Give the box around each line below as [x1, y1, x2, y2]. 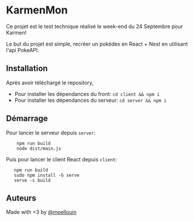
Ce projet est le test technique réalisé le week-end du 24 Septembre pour [6, 23, 183, 30]
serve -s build [13, 177, 51, 183]
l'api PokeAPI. [6, 46, 40, 53]
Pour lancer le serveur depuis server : [6, 129, 96, 136]
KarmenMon [6, 4, 68, 17]
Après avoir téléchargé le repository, [6, 79, 94, 86]
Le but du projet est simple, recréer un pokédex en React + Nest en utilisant [6, 40, 188, 47]
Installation [6, 64, 48, 74]
